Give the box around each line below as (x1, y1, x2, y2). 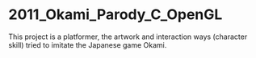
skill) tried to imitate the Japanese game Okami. (8, 40, 167, 49)
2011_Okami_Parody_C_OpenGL (8, 6, 223, 24)
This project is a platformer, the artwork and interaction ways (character (8, 32, 248, 41)
